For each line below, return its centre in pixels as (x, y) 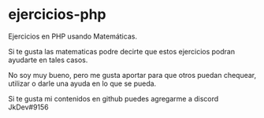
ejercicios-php (57, 15)
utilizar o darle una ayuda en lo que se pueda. (82, 83)
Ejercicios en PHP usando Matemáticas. (73, 36)
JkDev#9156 (28, 107)
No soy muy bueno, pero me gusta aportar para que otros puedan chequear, (132, 75)
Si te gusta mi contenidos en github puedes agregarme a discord (113, 98)
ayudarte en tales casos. (48, 60)
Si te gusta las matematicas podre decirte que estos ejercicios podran (121, 51)
